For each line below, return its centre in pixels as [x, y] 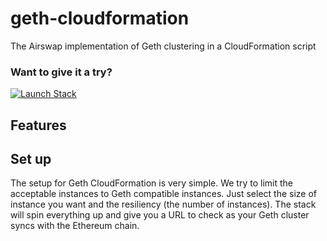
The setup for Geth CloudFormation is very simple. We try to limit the [151, 183]
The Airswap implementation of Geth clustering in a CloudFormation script [163, 46]
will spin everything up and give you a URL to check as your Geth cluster [160, 215]
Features [38, 125]
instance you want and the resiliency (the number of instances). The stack [163, 204]
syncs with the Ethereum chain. [75, 226]
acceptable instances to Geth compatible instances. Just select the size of [164, 194]
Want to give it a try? [61, 72]
